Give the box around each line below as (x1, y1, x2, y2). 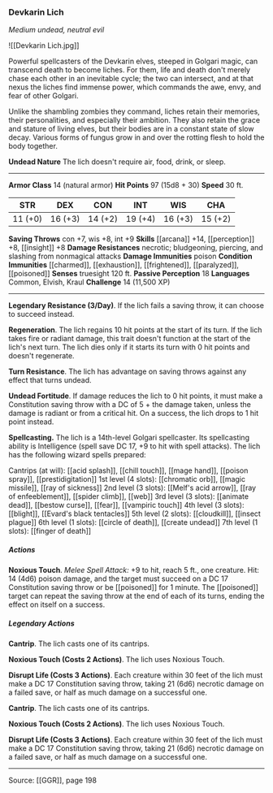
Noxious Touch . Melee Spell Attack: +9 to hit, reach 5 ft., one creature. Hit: (8, 565, 260, 575)
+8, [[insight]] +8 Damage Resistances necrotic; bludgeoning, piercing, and (8, 243, 264, 253)
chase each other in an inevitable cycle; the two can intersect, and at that (8, 74, 254, 84)
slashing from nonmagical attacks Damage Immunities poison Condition (8, 251, 253, 262)
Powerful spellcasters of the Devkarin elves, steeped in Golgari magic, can (8, 56, 258, 67)
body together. (8, 141, 58, 151)
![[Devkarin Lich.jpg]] (8, 41, 80, 50)
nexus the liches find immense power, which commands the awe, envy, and (8, 82, 262, 92)
